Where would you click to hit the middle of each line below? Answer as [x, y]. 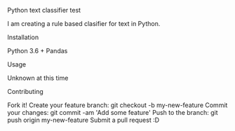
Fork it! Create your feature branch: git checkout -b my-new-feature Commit [117, 105]
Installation [23, 37]
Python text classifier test [44, 10]
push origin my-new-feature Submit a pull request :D [83, 120]
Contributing [25, 91]
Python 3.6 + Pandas [38, 51]
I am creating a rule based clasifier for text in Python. [84, 23]
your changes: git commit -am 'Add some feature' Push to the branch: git [113, 112]
